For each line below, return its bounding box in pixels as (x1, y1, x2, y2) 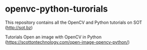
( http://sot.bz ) (5, 24, 33, 30)
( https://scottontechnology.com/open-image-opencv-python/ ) (5, 39, 130, 45)
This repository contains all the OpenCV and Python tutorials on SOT (5, 19, 142, 25)
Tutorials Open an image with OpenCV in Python (5, 34, 102, 40)
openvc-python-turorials (5, 3, 108, 15)
